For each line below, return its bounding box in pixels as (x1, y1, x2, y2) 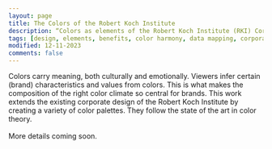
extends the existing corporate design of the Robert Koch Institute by (8, 97, 239, 106)
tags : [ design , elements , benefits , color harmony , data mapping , (8, 34, 237, 43)
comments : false (8, 49, 63, 57)
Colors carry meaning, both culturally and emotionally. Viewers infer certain (8, 72, 261, 81)
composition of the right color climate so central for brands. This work (8, 89, 242, 97)
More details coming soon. (8, 131, 97, 141)
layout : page (8, 11, 53, 20)
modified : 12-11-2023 (8, 42, 82, 50)
